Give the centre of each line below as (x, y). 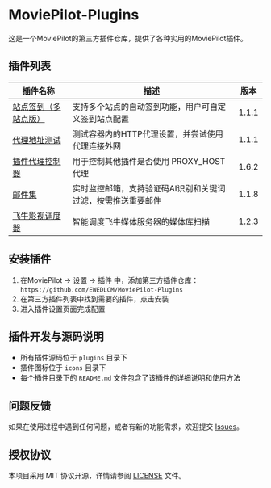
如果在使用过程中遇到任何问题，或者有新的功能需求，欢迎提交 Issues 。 (126, 427)
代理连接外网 (97, 145)
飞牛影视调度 (37, 216)
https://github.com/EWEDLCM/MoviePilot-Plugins (101, 290)
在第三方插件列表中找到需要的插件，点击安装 (94, 299)
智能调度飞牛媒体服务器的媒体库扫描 (141, 221)
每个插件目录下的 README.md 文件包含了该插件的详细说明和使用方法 (130, 378)
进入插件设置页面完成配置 (63, 309)
